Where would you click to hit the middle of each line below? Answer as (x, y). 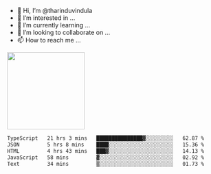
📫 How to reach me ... (49, 40)
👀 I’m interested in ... (46, 18)
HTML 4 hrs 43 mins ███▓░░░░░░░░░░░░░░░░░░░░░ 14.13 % (106, 151)
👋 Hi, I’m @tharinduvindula (55, 11)
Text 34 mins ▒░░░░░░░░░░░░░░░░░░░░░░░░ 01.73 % (106, 164)
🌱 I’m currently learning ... (54, 25)
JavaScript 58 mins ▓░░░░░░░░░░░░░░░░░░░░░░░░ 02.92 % (106, 158)
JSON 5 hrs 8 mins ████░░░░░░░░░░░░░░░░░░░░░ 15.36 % (106, 145)
